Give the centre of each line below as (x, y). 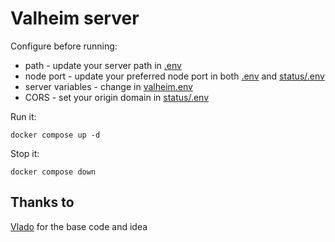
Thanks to (42, 202)
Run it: (23, 116)
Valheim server (75, 18)
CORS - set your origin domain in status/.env (117, 97)
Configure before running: (64, 46)
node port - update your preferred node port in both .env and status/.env (174, 76)
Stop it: (25, 153)
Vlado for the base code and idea (79, 226)
